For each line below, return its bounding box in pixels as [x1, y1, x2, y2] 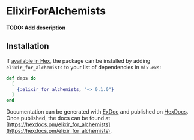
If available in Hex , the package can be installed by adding [6, 57, 151, 64]
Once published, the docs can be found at [6, 115, 111, 122]
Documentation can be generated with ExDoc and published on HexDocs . [6, 108, 189, 115]
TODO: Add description [6, 24, 66, 31]
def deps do [6, 75, 36, 81]
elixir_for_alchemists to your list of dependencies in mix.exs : [6, 63, 162, 71]
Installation [6, 41, 49, 51]
